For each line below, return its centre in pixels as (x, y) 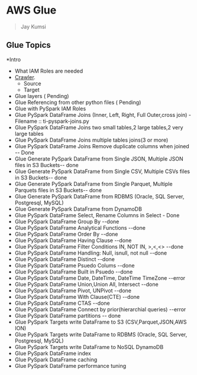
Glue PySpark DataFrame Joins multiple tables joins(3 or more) (91, 140)
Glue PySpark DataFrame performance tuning (70, 366)
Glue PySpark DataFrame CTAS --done (62, 303)
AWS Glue (31, 10)
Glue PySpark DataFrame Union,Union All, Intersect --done (86, 284)
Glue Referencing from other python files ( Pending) (78, 102)
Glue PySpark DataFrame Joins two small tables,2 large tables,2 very (99, 127)
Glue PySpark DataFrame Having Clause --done (73, 240)
